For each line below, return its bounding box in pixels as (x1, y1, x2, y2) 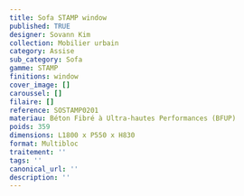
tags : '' (9, 155, 42, 165)
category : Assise (9, 47, 75, 56)
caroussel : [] (9, 89, 63, 98)
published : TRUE (9, 22, 70, 31)
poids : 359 (9, 123, 51, 132)
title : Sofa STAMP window (9, 13, 107, 23)
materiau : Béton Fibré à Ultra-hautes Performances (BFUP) (9, 114, 237, 123)
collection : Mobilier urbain (9, 38, 119, 48)
